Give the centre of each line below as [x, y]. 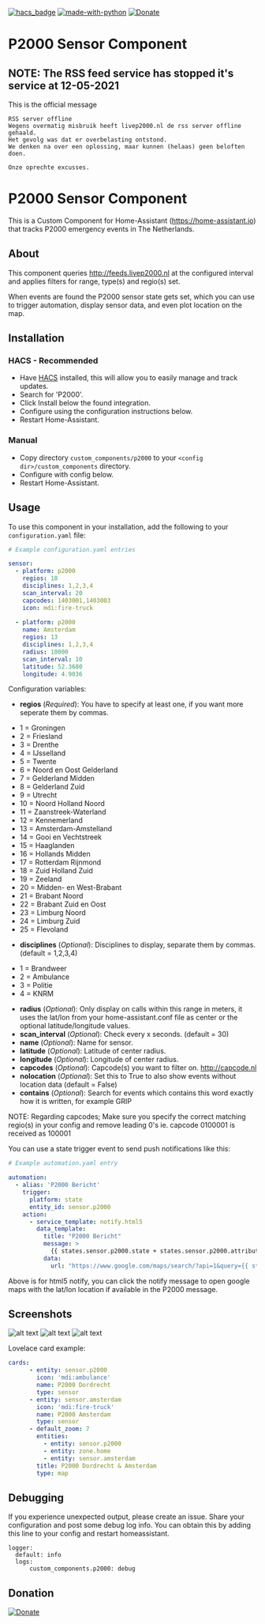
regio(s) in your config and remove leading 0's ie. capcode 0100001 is [121, 1125]
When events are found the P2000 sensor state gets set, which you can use [131, 296]
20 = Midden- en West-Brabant [71, 887]
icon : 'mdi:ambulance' [74, 1378]
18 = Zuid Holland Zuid [56, 871]
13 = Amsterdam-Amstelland [66, 829]
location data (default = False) [68, 1085]
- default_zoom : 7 [59, 1429]
